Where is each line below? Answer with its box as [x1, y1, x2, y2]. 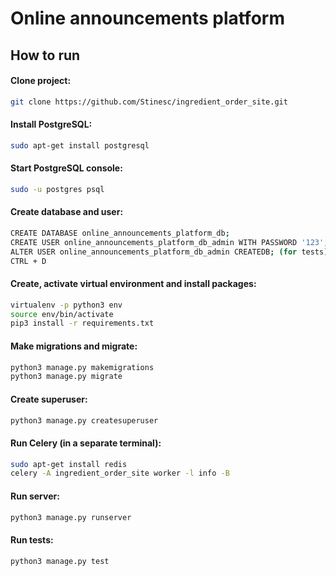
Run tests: [10, 534, 54, 546]
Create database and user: [10, 206, 124, 218]
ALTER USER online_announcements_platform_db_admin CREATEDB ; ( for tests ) [10, 247, 329, 257]
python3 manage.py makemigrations [10, 362, 155, 372]
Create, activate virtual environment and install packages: [10, 278, 257, 290]
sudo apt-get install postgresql [10, 140, 150, 151]
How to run [10, 47, 81, 64]
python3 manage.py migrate [10, 372, 123, 382]
